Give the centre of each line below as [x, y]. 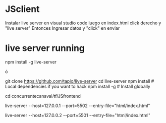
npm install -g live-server [31, 62]
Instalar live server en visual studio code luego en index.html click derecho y [83, 23]
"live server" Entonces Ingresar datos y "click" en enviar [62, 28]
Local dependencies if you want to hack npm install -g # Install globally [78, 86]
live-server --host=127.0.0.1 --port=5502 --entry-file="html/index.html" [78, 106]
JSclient [22, 9]
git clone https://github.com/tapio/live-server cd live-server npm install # [80, 81]
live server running [45, 48]
